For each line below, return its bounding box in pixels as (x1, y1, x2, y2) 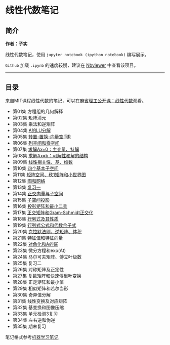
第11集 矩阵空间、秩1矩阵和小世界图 (12, 171, 86, 178)
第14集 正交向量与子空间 (12, 190, 63, 196)
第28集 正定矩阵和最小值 (12, 279, 64, 285)
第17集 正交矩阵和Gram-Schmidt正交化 (12, 209, 94, 215)
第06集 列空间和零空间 (12, 140, 60, 146)
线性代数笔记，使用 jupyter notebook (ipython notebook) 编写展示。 (5, 52, 149, 57)
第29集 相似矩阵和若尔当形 (12, 285, 68, 291)
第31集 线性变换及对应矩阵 (12, 298, 68, 304)
